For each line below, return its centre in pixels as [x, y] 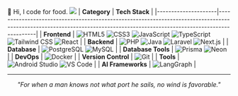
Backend [101, 42]
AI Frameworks [124, 64]
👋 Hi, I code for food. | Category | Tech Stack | [80, 12]
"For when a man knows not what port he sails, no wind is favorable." [119, 84]
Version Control [106, 57]
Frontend [57, 34]
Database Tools [146, 49]
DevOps [27, 57]
